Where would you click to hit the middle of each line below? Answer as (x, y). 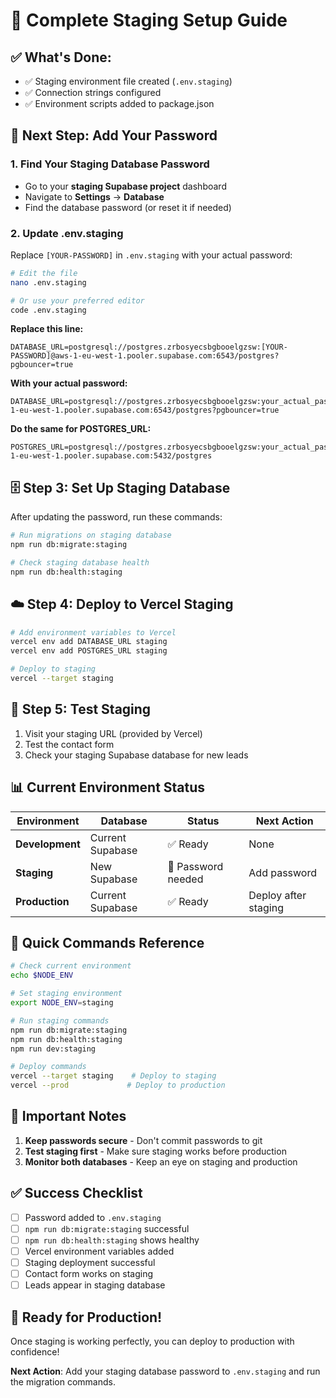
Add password (283, 872)
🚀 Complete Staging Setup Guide (149, 20)
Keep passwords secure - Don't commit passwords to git (143, 1140)
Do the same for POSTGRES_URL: (81, 429)
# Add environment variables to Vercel (93, 632)
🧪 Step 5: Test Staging (81, 709)
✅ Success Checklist (76, 1193)
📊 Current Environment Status (108, 787)
